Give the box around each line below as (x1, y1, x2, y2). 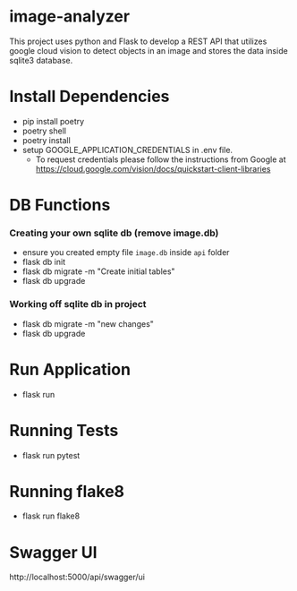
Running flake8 (9, 481, 125, 501)
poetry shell (21, 125, 67, 136)
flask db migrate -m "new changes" (21, 318, 155, 329)
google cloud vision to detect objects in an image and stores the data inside (9, 45, 288, 56)
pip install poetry (21, 116, 85, 126)
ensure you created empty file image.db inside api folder (21, 247, 230, 258)
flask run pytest (21, 450, 81, 460)
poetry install (21, 134, 72, 145)
